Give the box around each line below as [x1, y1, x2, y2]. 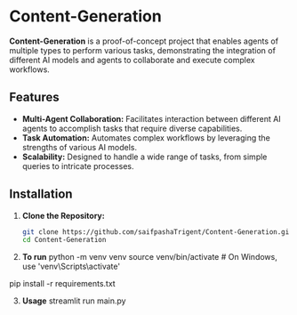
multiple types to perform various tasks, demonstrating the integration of [9, 44, 276, 55]
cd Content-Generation [21, 236, 107, 245]
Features [9, 90, 60, 105]
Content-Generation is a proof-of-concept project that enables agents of [9, 36, 278, 46]
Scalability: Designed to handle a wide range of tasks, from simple [21, 151, 268, 162]
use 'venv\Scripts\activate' [21, 261, 121, 272]
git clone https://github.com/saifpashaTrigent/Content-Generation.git [21, 227, 293, 237]
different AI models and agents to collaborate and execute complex [9, 54, 255, 65]
